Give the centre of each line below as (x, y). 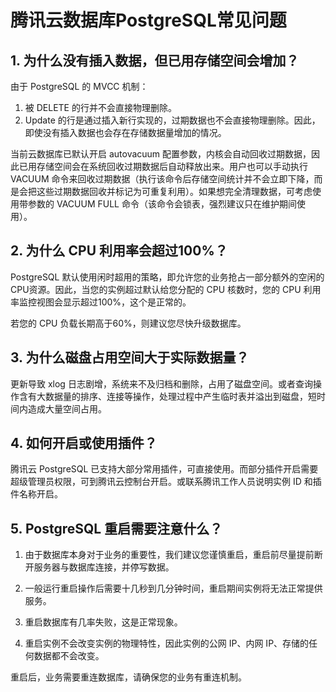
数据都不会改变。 (69, 656)
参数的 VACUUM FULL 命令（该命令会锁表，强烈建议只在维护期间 (162, 204)
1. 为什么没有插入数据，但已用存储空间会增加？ (155, 60)
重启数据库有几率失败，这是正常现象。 (103, 622)
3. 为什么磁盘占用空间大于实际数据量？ (130, 357)
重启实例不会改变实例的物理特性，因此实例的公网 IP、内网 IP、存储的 (167, 643)
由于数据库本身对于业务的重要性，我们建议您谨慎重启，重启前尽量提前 (169, 555)
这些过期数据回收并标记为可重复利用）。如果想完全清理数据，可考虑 (174, 191)
